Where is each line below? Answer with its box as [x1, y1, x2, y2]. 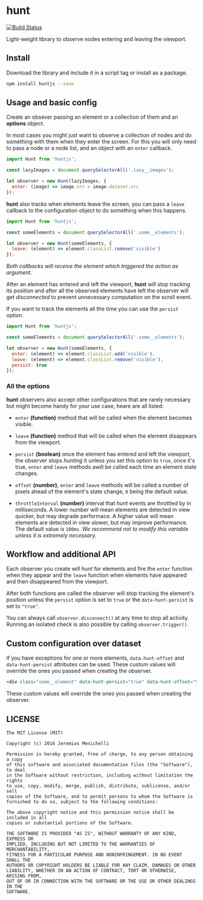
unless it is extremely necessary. [14, 531, 97, 539]
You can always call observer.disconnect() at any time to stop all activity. [6, 614, 189, 622]
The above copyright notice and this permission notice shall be [6, 809, 174, 815]
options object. [6, 120, 45, 127]
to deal [6, 767, 26, 773]
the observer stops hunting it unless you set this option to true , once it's [14, 456, 195, 464]
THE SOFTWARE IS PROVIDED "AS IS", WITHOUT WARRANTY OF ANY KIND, [6, 830, 177, 836]
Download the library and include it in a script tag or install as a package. [6, 69, 188, 76]
